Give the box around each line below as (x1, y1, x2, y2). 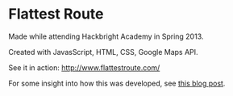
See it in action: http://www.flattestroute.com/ (8, 62, 160, 73)
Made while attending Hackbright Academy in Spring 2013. (8, 31, 204, 41)
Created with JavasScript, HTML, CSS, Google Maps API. (8, 47, 199, 56)
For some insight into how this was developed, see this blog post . (8, 78, 226, 88)
